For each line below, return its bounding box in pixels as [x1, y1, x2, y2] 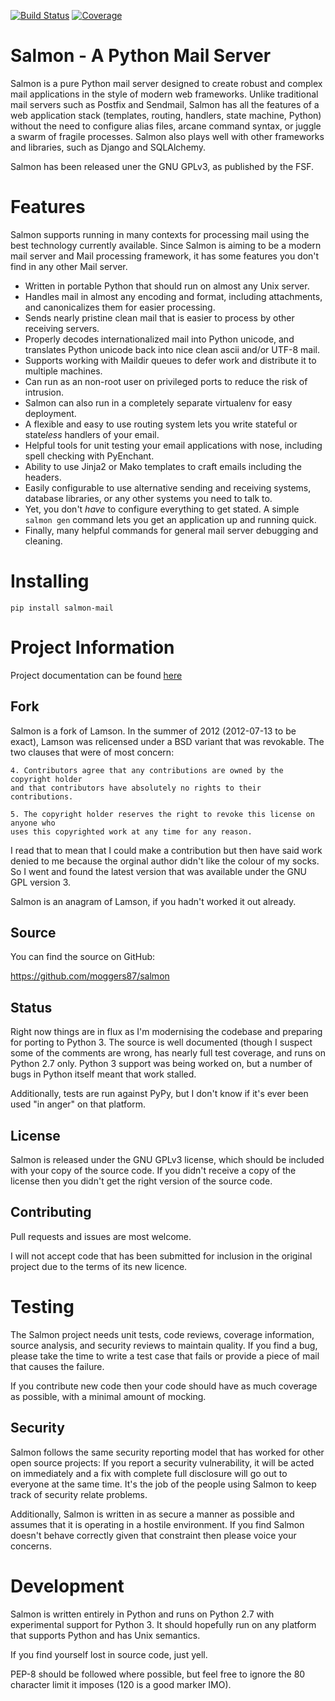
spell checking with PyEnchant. [24, 450, 155, 462]
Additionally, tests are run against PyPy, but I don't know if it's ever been [10, 1088, 309, 1100]
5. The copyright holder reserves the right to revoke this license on [10, 809, 315, 819]
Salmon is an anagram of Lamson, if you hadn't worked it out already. [10, 895, 297, 907]
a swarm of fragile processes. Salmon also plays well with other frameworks [10, 130, 325, 142]
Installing [10, 570, 90, 593]
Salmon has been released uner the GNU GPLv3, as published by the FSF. [10, 160, 315, 172]
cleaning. [24, 535, 63, 547]
